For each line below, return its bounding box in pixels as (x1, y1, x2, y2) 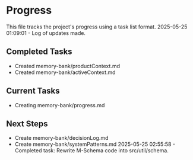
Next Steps (6, 119, 48, 129)
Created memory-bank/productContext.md (14, 62, 121, 69)
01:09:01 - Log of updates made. (6, 29, 86, 36)
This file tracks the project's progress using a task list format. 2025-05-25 (6, 23, 188, 30)
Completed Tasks (6, 47, 72, 57)
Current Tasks (6, 86, 60, 96)
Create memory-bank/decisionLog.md (14, 135, 109, 142)
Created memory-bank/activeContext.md (14, 69, 116, 76)
